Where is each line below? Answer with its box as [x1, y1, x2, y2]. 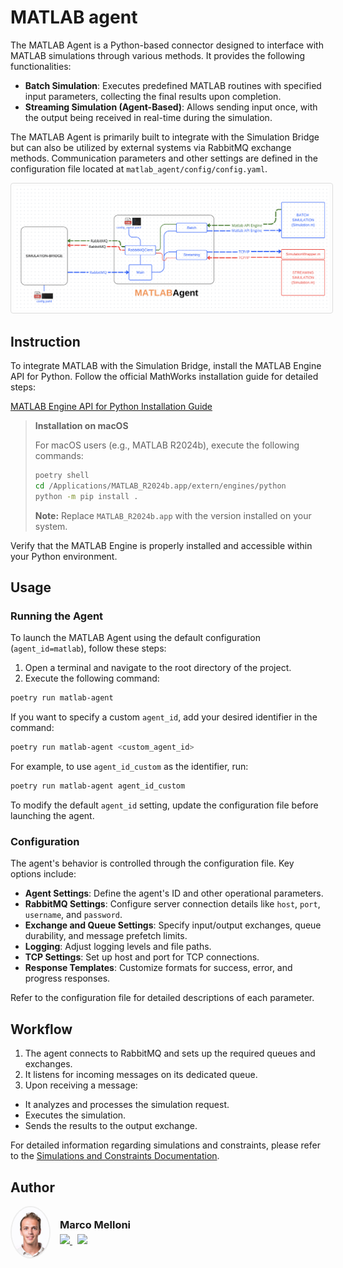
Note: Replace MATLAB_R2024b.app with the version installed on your [34, 509, 312, 521]
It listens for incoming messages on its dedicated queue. [24, 1069, 258, 1081]
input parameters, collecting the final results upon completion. [24, 90, 282, 102]
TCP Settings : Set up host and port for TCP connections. [24, 951, 260, 963]
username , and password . [24, 909, 123, 921]
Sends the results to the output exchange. [24, 1120, 198, 1132]
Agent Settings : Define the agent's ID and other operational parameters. [24, 887, 324, 900]
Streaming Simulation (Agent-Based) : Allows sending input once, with [24, 101, 318, 113]
